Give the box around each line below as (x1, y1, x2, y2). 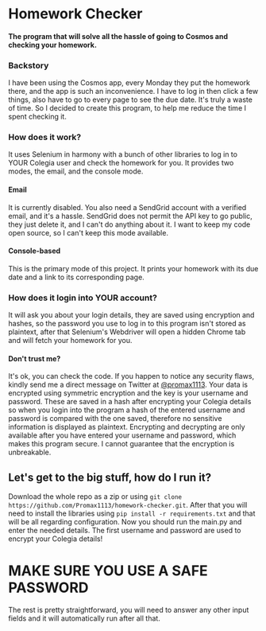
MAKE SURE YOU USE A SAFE (8, 562, 208, 580)
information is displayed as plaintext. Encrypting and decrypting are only (8, 423, 245, 432)
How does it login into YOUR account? (8, 292, 157, 303)
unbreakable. (8, 447, 52, 458)
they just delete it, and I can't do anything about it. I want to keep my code (8, 220, 251, 229)
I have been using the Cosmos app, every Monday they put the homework (8, 78, 250, 88)
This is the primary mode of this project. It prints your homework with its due (8, 263, 259, 273)
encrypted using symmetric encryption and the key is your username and (8, 388, 249, 398)
